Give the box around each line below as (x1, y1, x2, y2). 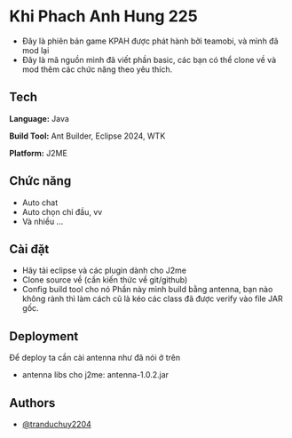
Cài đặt (9, 242, 50, 257)
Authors (9, 395, 56, 410)
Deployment (9, 329, 79, 344)
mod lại (21, 44, 50, 55)
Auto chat (21, 197, 59, 208)
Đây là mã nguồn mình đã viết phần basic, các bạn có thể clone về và (21, 54, 277, 65)
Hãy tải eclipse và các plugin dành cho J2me (21, 265, 186, 276)
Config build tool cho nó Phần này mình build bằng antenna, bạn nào (21, 284, 273, 295)
